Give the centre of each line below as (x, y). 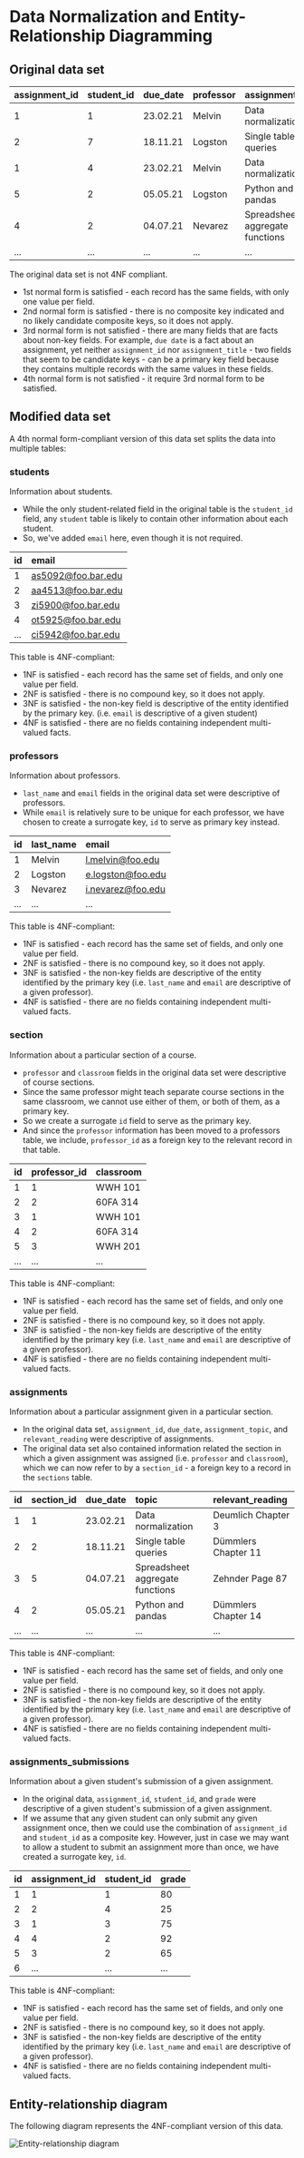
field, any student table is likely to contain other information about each (155, 519)
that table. (41, 1149)
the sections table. (57, 1477)
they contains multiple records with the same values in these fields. (148, 369)
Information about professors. (65, 776)
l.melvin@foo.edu (123, 860)
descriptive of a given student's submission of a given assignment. (147, 1809)
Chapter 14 (237, 1616)
